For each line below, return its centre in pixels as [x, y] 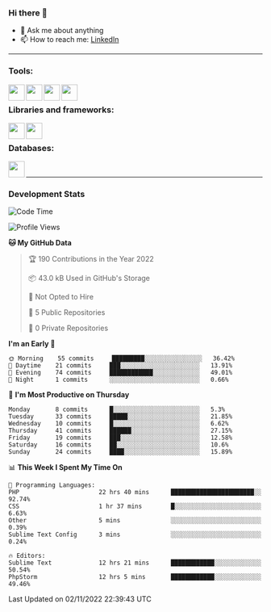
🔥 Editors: [27, 556]
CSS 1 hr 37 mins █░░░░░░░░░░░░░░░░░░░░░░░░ [135, 507]
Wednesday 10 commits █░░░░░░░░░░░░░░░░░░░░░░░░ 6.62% [119, 424]
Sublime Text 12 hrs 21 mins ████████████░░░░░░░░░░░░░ [135, 563]
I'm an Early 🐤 [32, 344]
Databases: [31, 148]
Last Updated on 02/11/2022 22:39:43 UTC [80, 599]
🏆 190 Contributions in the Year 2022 [91, 259]
